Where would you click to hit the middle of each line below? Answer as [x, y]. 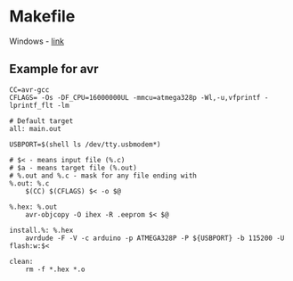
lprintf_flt [31, 105]
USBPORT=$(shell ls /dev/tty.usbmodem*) [85, 145]
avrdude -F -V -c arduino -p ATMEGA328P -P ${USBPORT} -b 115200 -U [155, 238]
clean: [21, 261]
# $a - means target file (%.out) [73, 168]
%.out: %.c [29, 183]
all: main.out [36, 128]
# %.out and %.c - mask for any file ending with [103, 176]
